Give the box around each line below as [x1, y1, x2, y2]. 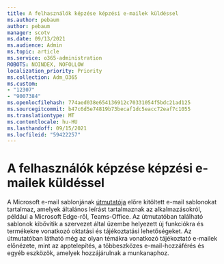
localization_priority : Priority [7, 67, 102, 74]
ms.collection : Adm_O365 [7, 73, 78, 81]
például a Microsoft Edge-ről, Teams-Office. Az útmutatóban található [7, 213, 204, 221]
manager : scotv [7, 29, 51, 36]
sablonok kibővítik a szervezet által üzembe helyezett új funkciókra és [7, 220, 204, 228]
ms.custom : [7, 80, 38, 87]
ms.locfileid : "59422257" [7, 131, 81, 138]
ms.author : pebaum [7, 16, 59, 23]
